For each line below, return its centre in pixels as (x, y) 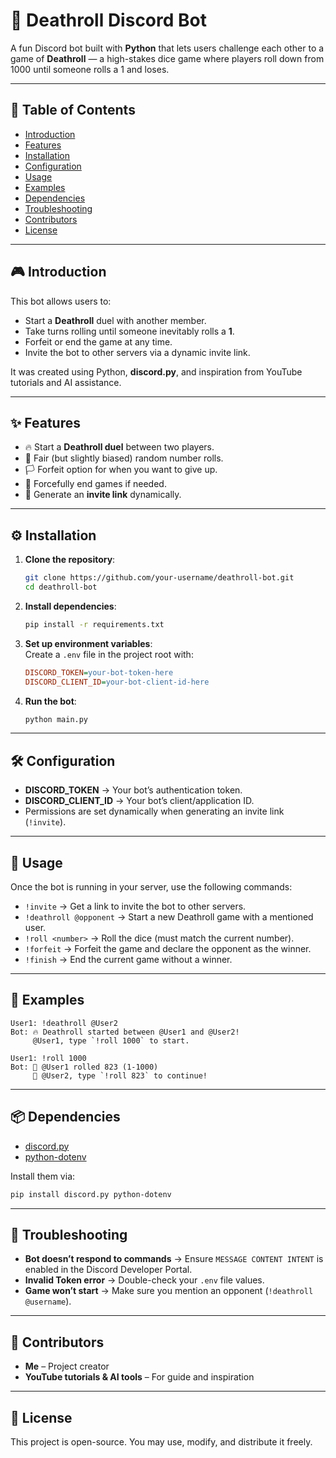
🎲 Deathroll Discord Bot (108, 20)
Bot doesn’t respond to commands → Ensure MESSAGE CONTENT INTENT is (174, 1259)
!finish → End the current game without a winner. (128, 960)
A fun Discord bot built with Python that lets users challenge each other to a (167, 48)
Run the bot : (50, 701)
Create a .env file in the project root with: (109, 654)
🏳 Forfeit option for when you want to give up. (121, 470)
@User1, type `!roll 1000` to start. (111, 1040)
